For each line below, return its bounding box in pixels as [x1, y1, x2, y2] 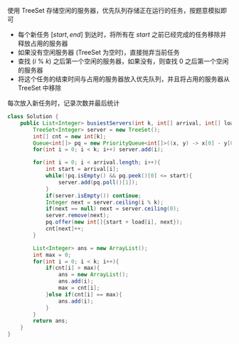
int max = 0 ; [33, 251, 72, 259]
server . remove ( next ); [45, 212, 110, 219]
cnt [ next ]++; [45, 225, 84, 232]
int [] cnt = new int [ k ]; [33, 132, 107, 140]
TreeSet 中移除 [17, 84, 62, 92]
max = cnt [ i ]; [58, 284, 100, 291]
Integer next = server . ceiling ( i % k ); [45, 199, 164, 206]
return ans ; [33, 318, 69, 325]
